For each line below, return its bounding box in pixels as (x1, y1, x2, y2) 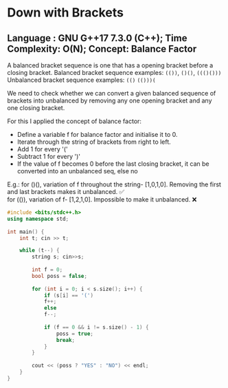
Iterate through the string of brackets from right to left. (16, 138, 172, 146)
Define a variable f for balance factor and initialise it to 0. (16, 131, 178, 138)
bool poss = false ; (32, 272, 88, 279)
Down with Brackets (7, 5, 124, 21)
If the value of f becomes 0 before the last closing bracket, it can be (16, 160, 209, 168)
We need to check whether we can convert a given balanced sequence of (7, 89, 216, 97)
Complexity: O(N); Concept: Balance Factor (7, 43, 197, 54)
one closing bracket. (7, 104, 65, 111)
